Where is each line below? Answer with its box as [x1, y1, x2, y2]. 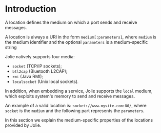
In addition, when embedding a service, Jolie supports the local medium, [5, 88, 153, 94]
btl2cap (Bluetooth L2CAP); [12, 68, 68, 74]
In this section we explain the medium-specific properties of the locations [5, 117, 153, 123]
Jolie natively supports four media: [5, 53, 75, 59]
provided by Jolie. [5, 122, 41, 128]
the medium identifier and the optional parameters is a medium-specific [5, 39, 148, 45]
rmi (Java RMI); [12, 73, 43, 79]
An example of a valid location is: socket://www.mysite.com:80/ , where [5, 102, 147, 108]
